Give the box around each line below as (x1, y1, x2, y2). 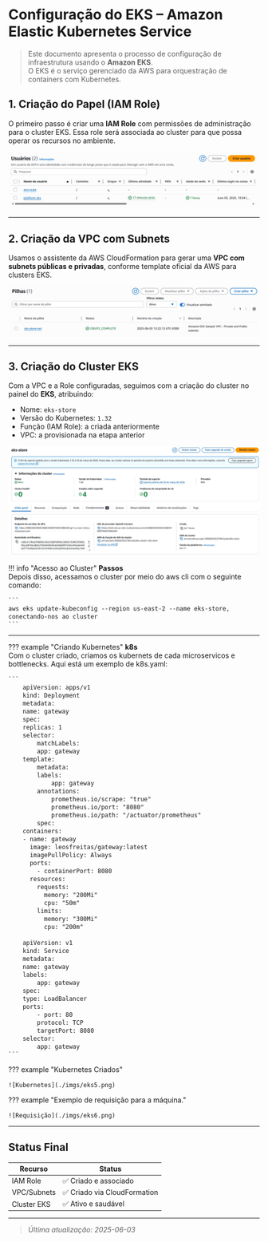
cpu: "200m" (43, 923, 84, 931)
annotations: (37, 787, 81, 795)
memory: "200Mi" (43, 891, 98, 899)
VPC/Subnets (11, 1188, 56, 1197)
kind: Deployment (22, 691, 81, 699)
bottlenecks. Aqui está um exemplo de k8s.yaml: (8, 659, 168, 668)
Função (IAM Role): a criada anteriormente (19, 421, 160, 432)
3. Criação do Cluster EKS (8, 360, 140, 374)
